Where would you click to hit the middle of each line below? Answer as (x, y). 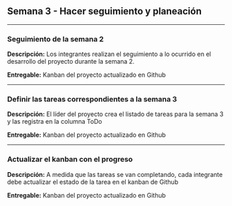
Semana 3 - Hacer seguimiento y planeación (105, 11)
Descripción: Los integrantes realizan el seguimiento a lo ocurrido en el (109, 54)
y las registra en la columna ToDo (55, 122)
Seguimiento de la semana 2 (56, 39)
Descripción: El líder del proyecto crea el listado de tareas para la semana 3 (115, 114)
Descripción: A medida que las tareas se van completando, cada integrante (115, 174)
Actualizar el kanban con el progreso (70, 160)
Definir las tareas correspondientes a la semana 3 (92, 100)
